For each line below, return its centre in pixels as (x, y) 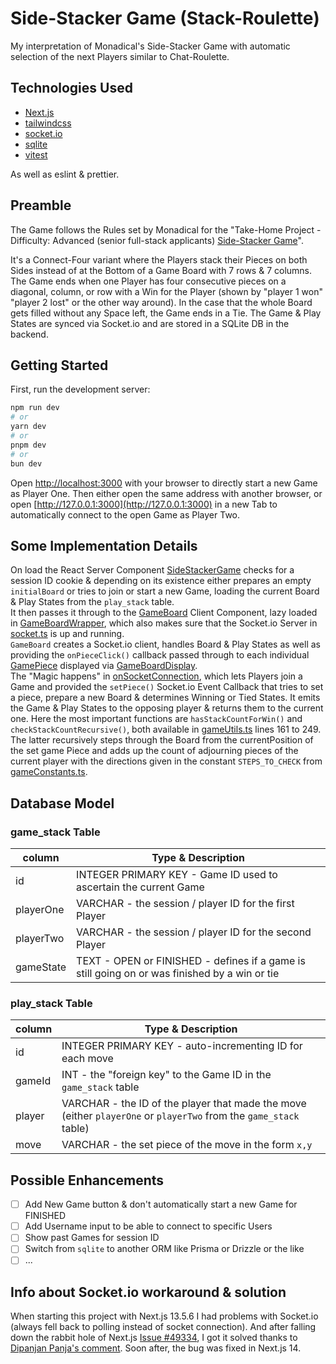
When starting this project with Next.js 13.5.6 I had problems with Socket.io (164, 1316)
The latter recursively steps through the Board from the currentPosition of (162, 740)
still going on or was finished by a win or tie (178, 973)
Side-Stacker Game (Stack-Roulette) (165, 18)
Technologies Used (71, 88)
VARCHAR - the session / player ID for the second (194, 932)
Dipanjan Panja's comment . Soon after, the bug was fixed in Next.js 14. (156, 1348)
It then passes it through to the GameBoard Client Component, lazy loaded (164, 613)
